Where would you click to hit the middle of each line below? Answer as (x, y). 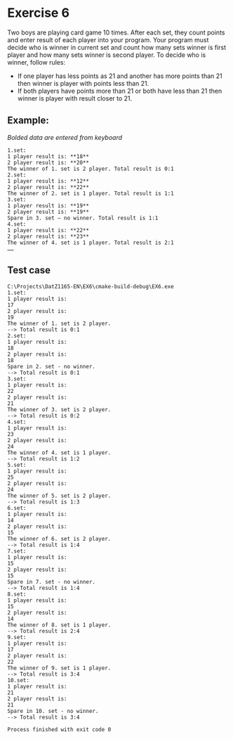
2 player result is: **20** (48, 162)
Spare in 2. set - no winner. (52, 366)
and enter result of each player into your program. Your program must (108, 39)
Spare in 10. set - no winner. (53, 711)
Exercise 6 (39, 13)
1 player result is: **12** (48, 181)
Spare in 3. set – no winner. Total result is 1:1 (83, 218)
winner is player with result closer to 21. (75, 98)
